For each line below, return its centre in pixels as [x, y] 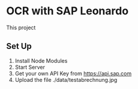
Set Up [19, 46]
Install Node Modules [41, 60]
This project [21, 27]
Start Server [30, 67]
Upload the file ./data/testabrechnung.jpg [66, 79]
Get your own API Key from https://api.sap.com [73, 73]
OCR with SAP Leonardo [67, 11]
